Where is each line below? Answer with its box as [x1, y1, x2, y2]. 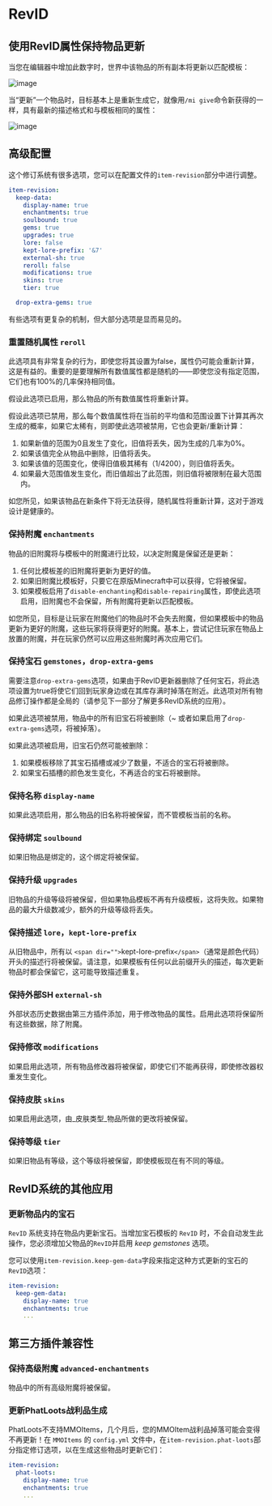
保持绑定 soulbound [8, 832, 83, 843]
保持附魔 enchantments [8, 528, 95, 540]
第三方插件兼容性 [8, 1336, 94, 1350]
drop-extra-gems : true [15, 299, 92, 307]
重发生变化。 [8, 1071, 51, 1082]
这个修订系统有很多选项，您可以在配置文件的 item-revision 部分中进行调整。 [8, 169, 261, 179]
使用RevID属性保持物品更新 [8, 39, 146, 53]
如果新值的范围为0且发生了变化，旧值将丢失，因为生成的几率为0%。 [19, 438, 249, 448]
